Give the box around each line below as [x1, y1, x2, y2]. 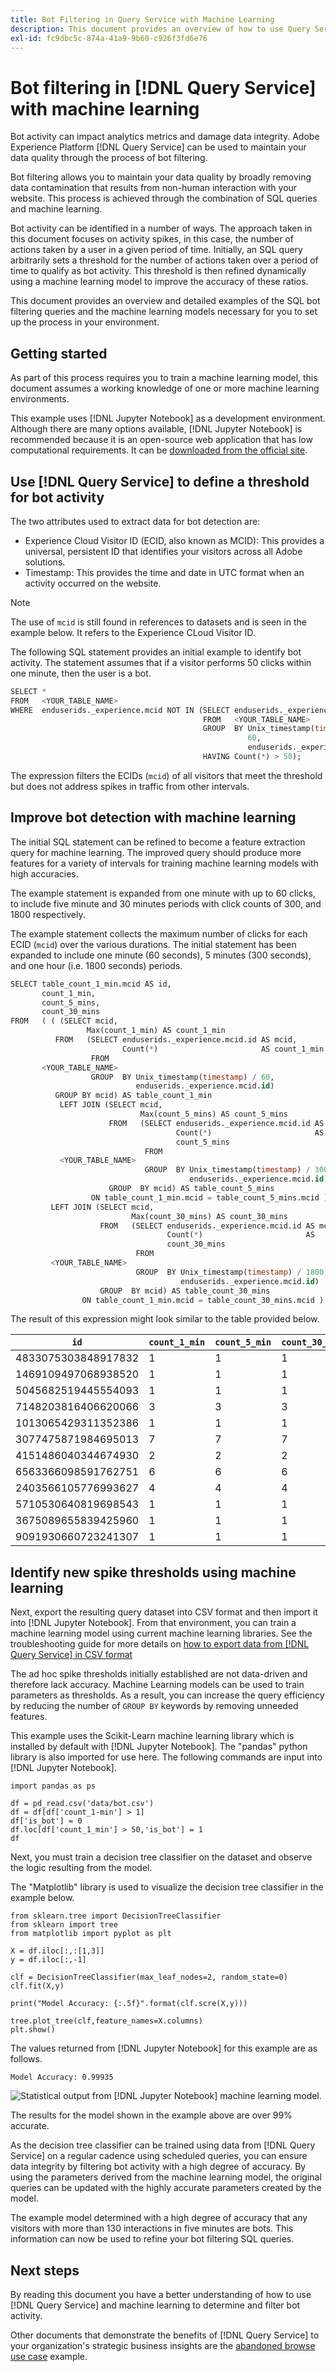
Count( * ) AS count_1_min [121, 1044, 325, 1054]
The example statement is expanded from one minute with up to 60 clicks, [10, 887, 316, 899]
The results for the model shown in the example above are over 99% [10, 2109, 293, 2121]
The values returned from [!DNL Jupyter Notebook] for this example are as [10, 2042, 318, 2055]
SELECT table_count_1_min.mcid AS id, [10, 979, 172, 989]
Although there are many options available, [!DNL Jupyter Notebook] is [10, 423, 303, 435]
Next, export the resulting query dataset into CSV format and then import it [10, 1606, 318, 1618]
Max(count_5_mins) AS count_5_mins [139, 1109, 288, 1119]
